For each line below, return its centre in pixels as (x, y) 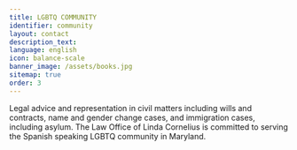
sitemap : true (35, 75)
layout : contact (39, 34)
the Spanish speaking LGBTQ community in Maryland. (108, 136)
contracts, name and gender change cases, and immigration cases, (132, 117)
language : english (43, 50)
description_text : (43, 42)
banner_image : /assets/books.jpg (71, 67)
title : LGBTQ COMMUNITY (53, 17)
